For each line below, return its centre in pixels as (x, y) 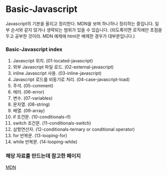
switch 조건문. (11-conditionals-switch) (52, 123)
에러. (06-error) (29, 92)
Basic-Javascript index (34, 49)
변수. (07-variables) (33, 98)
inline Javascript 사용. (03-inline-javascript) (57, 73)
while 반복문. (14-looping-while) (45, 142)
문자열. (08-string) (31, 104)
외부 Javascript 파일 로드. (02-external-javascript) (63, 67)
